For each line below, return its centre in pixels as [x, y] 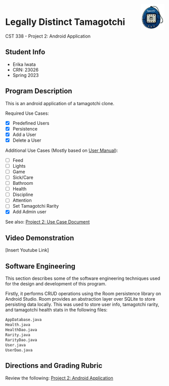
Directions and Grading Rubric [54, 366]
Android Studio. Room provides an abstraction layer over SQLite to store [80, 299]
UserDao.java [19, 350]
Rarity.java [18, 335]
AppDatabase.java [24, 320]
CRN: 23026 [26, 70]
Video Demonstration [40, 238]
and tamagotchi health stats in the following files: [56, 310]
